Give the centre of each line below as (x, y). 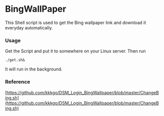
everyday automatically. (29, 27)
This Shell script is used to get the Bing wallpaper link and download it (76, 23)
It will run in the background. (34, 69)
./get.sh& (15, 60)
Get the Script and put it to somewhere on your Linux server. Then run (75, 51)
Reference (18, 82)
